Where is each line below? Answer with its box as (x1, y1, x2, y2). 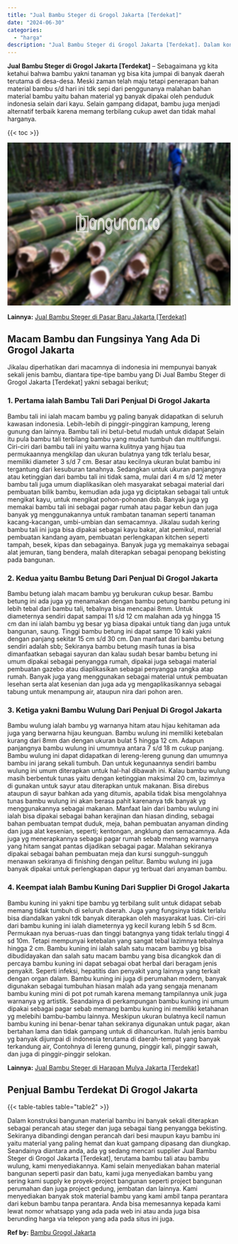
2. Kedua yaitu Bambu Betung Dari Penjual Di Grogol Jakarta (7, 573, 218, 583)
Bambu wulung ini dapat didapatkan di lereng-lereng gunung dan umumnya (7, 752, 228, 760)
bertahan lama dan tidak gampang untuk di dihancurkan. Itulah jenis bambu (7, 1027, 228, 1035)
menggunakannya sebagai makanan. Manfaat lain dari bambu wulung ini (7, 804, 219, 813)
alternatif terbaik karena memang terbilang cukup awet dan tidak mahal (7, 107, 216, 116)
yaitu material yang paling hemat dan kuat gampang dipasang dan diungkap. (7, 1139, 231, 1147)
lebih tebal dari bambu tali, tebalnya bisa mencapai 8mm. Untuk (7, 605, 193, 613)
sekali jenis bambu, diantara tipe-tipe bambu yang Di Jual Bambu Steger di (7, 370, 226, 379)
